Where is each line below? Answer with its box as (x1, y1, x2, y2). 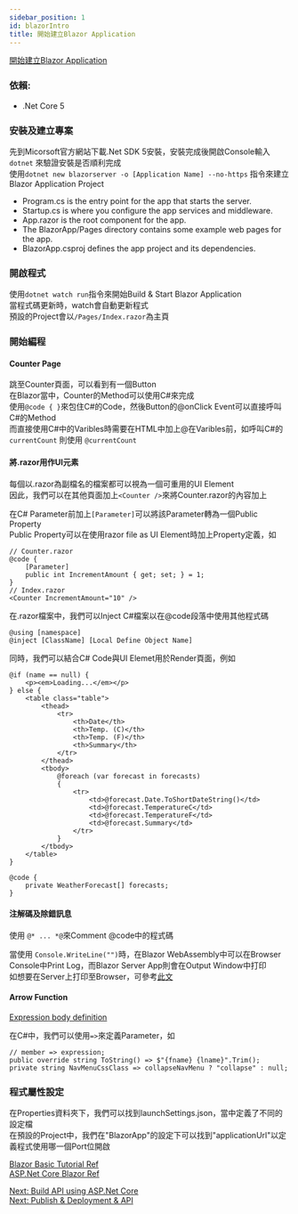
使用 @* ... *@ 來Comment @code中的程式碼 (9, 930, 174, 941)
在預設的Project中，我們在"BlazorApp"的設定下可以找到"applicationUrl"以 (9, 1130, 278, 1141)
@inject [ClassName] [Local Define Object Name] (9, 636, 193, 645)
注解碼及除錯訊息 (9, 908, 72, 919)
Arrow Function (9, 992, 68, 1003)
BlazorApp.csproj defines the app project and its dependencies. (21, 242, 256, 254)
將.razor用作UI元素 (9, 456, 79, 468)
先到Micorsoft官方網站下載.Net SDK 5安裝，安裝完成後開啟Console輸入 (9, 146, 270, 157)
